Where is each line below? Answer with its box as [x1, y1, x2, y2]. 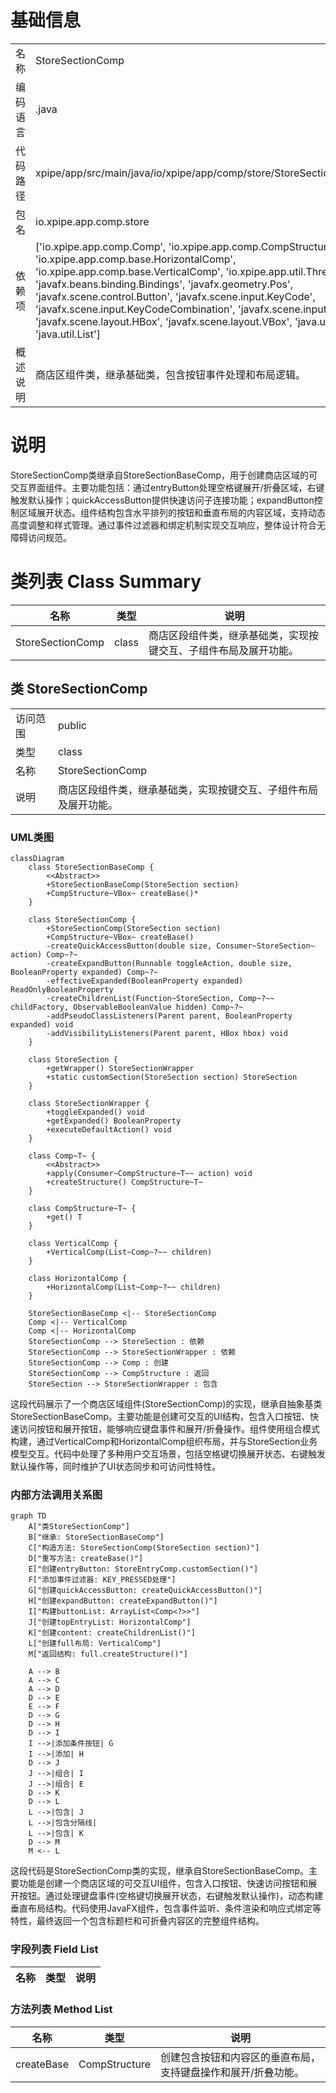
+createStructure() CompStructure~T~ [46, 1177, 203, 1187]
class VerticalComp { [28, 1238, 118, 1248]
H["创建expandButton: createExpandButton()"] [28, 1596, 218, 1606]
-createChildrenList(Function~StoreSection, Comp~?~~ [46, 993, 275, 1003]
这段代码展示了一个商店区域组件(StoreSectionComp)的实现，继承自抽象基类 [10, 1397, 323, 1410]
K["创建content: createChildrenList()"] [28, 1628, 196, 1638]
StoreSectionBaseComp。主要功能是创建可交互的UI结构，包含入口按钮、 [10, 1410, 311, 1422]
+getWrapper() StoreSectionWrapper [46, 1063, 195, 1073]
